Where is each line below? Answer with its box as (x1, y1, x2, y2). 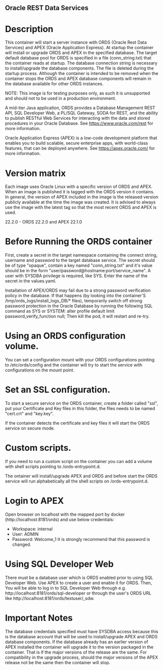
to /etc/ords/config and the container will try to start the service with (5, 362, 143, 368)
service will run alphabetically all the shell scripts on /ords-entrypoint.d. (5, 478, 149, 484)
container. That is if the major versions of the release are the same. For (5, 649, 147, 655)
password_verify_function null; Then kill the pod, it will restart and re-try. (5, 314, 150, 319)
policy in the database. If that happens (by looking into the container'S (5, 293, 146, 298)
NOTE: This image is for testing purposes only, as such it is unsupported (5, 90, 150, 96)
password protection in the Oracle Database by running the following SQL (5, 303, 153, 309)
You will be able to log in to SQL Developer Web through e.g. (5, 585, 127, 591)
